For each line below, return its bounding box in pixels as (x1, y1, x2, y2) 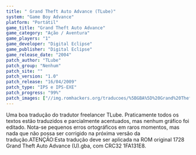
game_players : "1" (6, 36, 51, 41)
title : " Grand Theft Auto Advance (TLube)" (6, 8, 116, 15)
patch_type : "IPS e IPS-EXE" (6, 84, 77, 90)
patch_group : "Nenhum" (6, 62, 61, 69)
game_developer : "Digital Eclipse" (6, 41, 93, 47)
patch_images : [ (6, 95, 45, 101)
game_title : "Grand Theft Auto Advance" (6, 24, 106, 31)
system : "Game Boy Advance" (6, 14, 75, 20)
